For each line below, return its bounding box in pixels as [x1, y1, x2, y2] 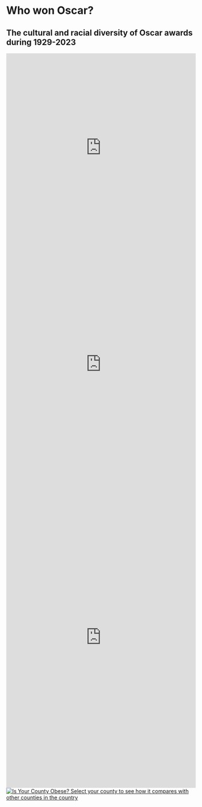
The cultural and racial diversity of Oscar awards [6, 28, 193, 38]
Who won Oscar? [6, 4, 94, 17]
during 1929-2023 [6, 37, 76, 47]
